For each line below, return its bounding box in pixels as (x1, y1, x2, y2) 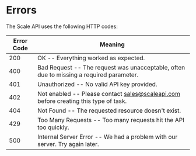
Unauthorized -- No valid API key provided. (37, 80, 157, 88)
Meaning (99, 40, 125, 48)
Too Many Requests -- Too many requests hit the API (37, 116, 185, 124)
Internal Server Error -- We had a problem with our (37, 133, 178, 141)
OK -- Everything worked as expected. (37, 54, 145, 62)
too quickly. (37, 123, 69, 131)
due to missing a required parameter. (37, 71, 139, 79)
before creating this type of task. (37, 97, 127, 105)
